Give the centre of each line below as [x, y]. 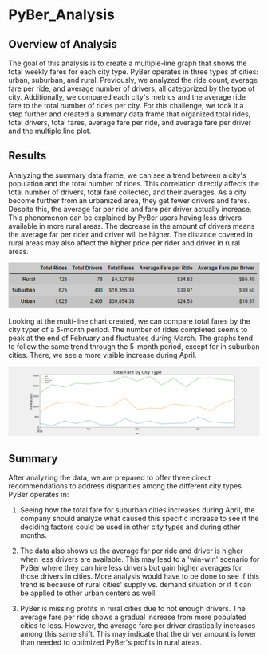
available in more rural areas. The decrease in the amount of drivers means [132, 226]
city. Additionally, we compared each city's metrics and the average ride [127, 97]
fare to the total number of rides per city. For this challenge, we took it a [126, 106]
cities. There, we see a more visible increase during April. [102, 355]
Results [28, 156]
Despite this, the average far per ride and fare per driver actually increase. [130, 209]
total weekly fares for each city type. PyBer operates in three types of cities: [134, 72]
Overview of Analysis [63, 44]
